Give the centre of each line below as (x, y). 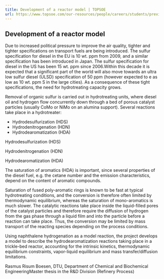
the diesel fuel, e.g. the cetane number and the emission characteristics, (78, 175)
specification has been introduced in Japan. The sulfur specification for (77, 61)
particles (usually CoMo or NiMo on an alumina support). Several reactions (80, 107)
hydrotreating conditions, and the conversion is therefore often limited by (79, 195)
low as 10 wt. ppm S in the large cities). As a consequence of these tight (78, 82)
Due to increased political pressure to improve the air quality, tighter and (78, 46)
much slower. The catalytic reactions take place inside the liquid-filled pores (82, 206)
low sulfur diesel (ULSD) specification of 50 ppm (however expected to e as (81, 77)
